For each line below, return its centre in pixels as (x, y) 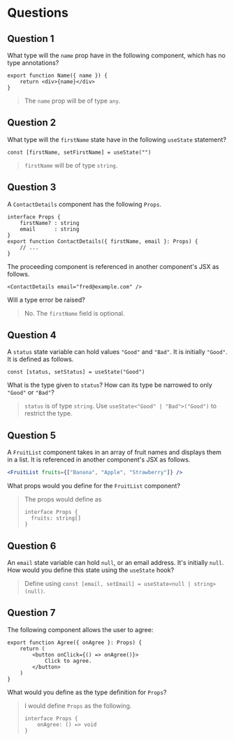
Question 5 (32, 435)
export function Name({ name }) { (58, 75)
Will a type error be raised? (46, 300)
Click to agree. (68, 661)
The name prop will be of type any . (72, 101)
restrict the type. (48, 413)
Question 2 (32, 123)
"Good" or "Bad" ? (31, 392)
